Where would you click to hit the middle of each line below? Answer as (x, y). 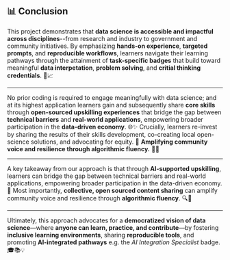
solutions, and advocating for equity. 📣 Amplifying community (119, 142)
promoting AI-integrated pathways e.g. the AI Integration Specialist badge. (114, 242)
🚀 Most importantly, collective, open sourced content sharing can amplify (112, 190)
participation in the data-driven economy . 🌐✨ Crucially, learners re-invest (112, 127)
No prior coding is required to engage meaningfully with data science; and (112, 97)
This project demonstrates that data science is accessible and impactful (110, 31)
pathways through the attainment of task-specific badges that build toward (114, 60)
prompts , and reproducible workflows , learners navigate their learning (108, 53)
